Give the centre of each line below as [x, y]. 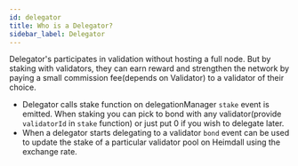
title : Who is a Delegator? [61, 26]
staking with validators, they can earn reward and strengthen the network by [149, 68]
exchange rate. [49, 152]
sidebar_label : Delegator [57, 34]
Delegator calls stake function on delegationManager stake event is [145, 105]
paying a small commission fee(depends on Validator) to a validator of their [147, 78]
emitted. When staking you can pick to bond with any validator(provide [152, 114]
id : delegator [36, 17]
